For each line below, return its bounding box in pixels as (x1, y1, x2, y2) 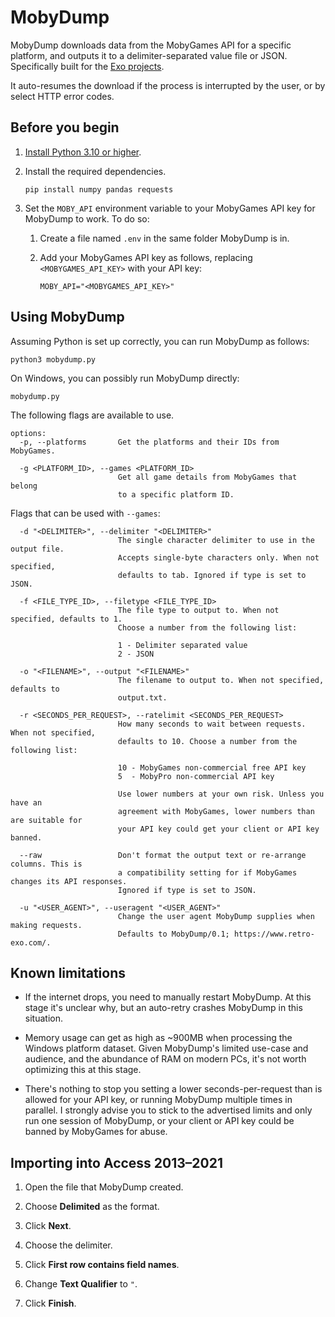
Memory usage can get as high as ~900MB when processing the (24, 1032, 293, 1044)
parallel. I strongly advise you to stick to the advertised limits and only (24, 1104, 313, 1116)
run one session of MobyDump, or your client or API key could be (24, 1115, 295, 1127)
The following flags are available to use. (10, 409, 175, 421)
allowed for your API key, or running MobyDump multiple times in (24, 1094, 293, 1106)
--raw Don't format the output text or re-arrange (19, 850, 307, 860)
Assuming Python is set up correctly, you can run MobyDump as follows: (10, 335, 310, 347)
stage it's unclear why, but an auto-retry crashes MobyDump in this (24, 1002, 303, 1014)
